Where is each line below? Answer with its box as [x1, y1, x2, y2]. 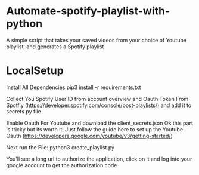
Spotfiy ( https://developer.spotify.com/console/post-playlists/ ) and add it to [6, 102, 192, 109]
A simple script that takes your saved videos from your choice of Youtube [6, 36, 186, 44]
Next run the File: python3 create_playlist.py [6, 143, 115, 151]
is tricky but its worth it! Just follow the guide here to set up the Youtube [6, 125, 184, 133]
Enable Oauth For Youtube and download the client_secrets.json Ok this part [6, 119, 194, 127]
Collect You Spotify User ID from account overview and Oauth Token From [6, 95, 189, 102]
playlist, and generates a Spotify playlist [6, 43, 104, 50]
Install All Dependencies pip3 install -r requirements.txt [6, 84, 141, 91]
